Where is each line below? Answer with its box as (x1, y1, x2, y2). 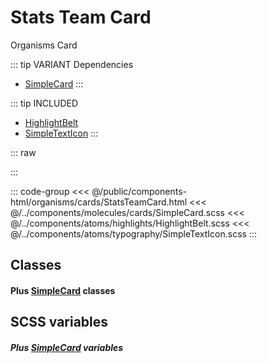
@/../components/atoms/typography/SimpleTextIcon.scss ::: (10, 227, 257, 240)
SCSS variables (10, 314, 109, 331)
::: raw (10, 146, 37, 158)
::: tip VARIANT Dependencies (10, 58, 134, 70)
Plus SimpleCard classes (10, 284, 116, 296)
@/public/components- (91, 185, 187, 197)
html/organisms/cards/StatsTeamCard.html (10, 196, 188, 208)
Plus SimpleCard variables (10, 341, 124, 353)
